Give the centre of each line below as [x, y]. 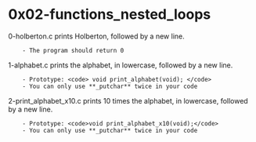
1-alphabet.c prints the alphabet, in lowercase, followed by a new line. [121, 65]
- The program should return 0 [73, 50]
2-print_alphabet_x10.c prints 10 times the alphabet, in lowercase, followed [128, 100]
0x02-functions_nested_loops [110, 15]
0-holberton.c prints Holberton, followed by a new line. [97, 36]
